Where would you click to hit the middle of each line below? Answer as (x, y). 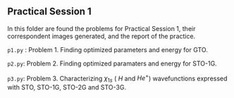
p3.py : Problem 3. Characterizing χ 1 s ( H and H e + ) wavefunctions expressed (117, 78)
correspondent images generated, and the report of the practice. (101, 36)
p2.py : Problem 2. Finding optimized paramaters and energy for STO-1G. (112, 63)
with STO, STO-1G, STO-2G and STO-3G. (67, 87)
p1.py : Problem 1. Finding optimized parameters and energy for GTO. (107, 49)
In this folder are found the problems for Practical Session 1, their (101, 28)
